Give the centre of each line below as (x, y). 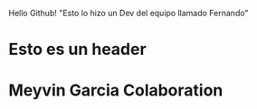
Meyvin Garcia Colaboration (116, 91)
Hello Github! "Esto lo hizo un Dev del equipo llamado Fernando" (128, 13)
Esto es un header (77, 50)
